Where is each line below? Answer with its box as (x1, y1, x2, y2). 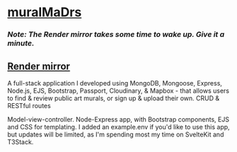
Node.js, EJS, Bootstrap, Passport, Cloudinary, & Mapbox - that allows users (7, 86, 230, 95)
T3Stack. (7, 137, 34, 146)
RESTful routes (7, 101, 51, 110)
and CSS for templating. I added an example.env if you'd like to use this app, (7, 122, 230, 131)
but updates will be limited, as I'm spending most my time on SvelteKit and (7, 130, 224, 139)
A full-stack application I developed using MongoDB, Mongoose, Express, (7, 78, 223, 87)
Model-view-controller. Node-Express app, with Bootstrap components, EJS (7, 115, 230, 124)
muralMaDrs (7, 4, 82, 21)
